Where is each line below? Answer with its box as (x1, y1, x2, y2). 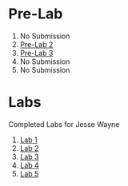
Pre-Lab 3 (19, 48, 54, 57)
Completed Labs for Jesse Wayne (8, 119, 120, 129)
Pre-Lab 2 (19, 39, 54, 49)
